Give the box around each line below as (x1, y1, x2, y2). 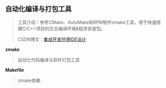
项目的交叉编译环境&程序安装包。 (36, 25, 105, 31)
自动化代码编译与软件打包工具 (17, 57, 80, 63)
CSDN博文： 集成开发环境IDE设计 (17, 36, 86, 42)
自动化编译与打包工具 (5, 5, 72, 14)
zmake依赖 (17, 77, 41, 83)
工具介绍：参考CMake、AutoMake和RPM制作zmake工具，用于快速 (17, 19, 156, 25)
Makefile (5, 67, 24, 73)
